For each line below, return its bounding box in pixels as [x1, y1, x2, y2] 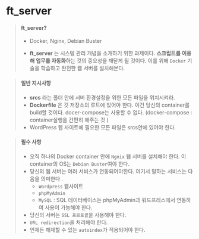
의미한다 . [40, 175, 64, 182]
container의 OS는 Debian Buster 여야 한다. [29, 160, 129, 167]
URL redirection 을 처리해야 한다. [29, 219, 108, 226]
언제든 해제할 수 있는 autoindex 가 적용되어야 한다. [29, 226, 146, 233]
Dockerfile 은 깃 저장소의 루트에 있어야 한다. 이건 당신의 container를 [29, 101, 190, 108]
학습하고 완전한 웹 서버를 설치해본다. [40, 64, 125, 72]
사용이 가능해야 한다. [45, 204, 93, 211]
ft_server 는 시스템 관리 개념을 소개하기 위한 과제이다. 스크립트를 [29, 49, 181, 57]
